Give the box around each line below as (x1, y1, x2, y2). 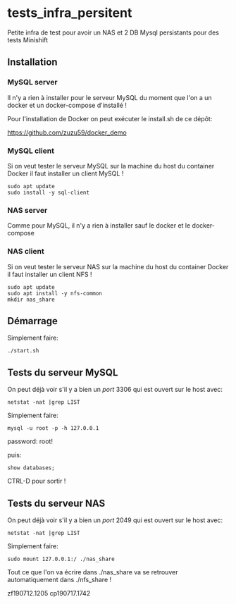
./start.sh (7, 347, 39, 355)
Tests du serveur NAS (7, 497, 106, 509)
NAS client (7, 247, 44, 257)
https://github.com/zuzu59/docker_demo (7, 128, 127, 137)
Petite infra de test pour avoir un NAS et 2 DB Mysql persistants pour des (7, 28, 220, 37)
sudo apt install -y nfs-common (7, 290, 102, 297)
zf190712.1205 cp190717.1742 (7, 588, 91, 597)
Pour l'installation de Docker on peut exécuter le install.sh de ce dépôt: (7, 114, 213, 123)
